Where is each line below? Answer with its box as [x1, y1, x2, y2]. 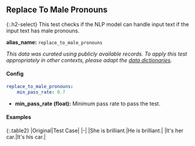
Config [6, 70, 24, 77]
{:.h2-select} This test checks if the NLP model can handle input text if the [6, 20, 190, 28]
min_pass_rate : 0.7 [17, 89, 66, 95]
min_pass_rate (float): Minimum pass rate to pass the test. [14, 100, 160, 107]
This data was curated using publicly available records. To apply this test [6, 50, 187, 57]
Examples [6, 114, 32, 121]
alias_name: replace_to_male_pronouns [6, 38, 103, 45]
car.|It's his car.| [6, 133, 46, 140]
